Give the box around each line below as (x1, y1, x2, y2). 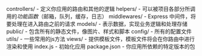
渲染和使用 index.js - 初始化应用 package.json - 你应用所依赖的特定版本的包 (6, 43, 195, 50)
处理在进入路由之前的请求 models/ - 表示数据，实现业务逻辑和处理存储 (11, 20, 188, 27)
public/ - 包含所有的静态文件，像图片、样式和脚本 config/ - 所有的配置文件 (6, 28, 192, 35)
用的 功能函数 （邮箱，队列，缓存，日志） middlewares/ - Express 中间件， (6, 13, 191, 20)
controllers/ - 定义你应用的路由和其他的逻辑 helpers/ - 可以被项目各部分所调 (6, 5, 196, 12)
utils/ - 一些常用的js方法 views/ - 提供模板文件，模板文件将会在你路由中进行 (6, 36, 195, 42)
